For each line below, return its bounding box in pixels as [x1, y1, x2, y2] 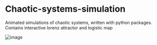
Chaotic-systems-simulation [5, 3, 126, 15]
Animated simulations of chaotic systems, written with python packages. [5, 20, 153, 25]
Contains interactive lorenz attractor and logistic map [5, 24, 113, 30]
